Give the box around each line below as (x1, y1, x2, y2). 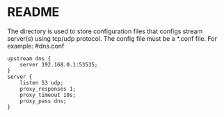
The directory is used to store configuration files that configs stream (7, 27, 203, 35)
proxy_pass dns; (19, 98, 67, 105)
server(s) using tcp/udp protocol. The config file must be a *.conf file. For (7, 34, 218, 42)
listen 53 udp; (19, 79, 64, 87)
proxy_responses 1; (19, 85, 77, 92)
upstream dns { (7, 55, 51, 62)
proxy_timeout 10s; (19, 91, 77, 98)
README (7, 4, 60, 20)
